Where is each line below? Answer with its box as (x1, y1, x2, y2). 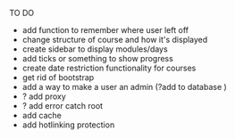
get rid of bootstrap (21, 72, 95, 83)
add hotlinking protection (21, 119, 115, 130)
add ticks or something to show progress (21, 53, 174, 63)
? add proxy (21, 91, 67, 102)
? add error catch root (21, 101, 104, 110)
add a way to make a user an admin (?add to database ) (21, 82, 228, 92)
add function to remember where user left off (21, 25, 189, 35)
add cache (21, 110, 63, 120)
